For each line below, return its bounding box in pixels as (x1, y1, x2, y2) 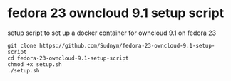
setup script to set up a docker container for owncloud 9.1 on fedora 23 (7, 28, 216, 37)
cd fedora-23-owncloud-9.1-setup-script (7, 55, 130, 62)
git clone (7, 42, 37, 49)
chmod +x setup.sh (7, 60, 62, 68)
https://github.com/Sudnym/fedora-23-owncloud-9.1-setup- (38, 42, 215, 49)
